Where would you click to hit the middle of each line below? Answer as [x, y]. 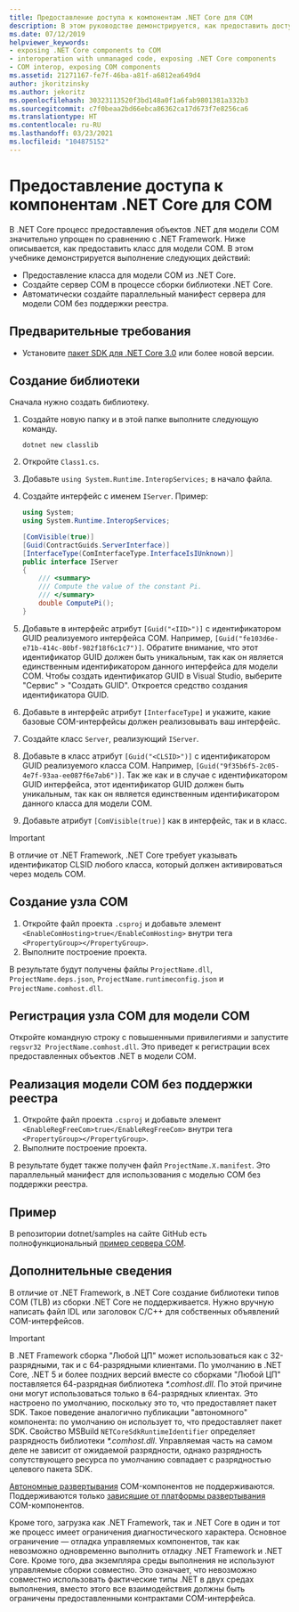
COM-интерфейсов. [47, 1321]
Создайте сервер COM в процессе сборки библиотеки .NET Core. [147, 284]
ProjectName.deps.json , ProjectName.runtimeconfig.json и [117, 978]
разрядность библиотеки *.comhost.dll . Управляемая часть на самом [141, 1440]
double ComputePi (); [77, 603]
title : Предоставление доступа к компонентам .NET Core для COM [131, 17]
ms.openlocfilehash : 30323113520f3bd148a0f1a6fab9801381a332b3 [129, 100]
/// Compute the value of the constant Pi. [120, 587]
